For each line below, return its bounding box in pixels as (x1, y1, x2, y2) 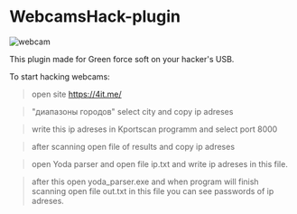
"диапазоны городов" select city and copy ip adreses (31, 106, 234, 116)
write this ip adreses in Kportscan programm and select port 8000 (31, 124, 278, 135)
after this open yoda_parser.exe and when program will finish (31, 176, 259, 187)
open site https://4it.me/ (31, 88, 122, 99)
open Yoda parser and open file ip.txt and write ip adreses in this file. (31, 158, 289, 169)
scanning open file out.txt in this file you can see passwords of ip (31, 185, 274, 196)
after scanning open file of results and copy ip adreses (31, 141, 236, 152)
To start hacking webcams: (9, 70, 110, 82)
